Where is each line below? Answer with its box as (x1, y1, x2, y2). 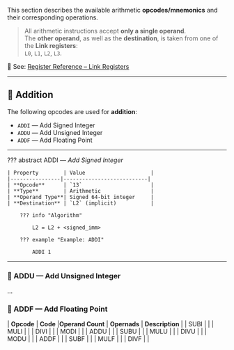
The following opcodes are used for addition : (7, 107, 138, 116)
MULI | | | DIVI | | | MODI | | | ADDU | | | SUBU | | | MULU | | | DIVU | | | (7, 327, 207, 336)
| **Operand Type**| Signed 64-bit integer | (7, 193, 155, 200)
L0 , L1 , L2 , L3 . (24, 49, 63, 57)
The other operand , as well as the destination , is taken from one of (24, 34, 219, 42)
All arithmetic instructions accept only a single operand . (24, 27, 187, 35)
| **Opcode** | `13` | (7, 181, 155, 189)
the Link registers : (24, 42, 78, 49)
